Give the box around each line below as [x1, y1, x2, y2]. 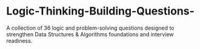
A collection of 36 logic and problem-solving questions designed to [6, 24, 175, 31]
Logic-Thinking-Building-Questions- [6, 4, 195, 18]
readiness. [6, 37, 33, 44]
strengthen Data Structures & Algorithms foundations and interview [6, 30, 174, 38]
